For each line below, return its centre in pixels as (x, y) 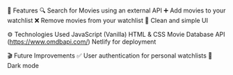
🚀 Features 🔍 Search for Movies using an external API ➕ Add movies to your (116, 10)
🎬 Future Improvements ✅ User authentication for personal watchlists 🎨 (110, 56)
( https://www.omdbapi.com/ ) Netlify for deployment (82, 42)
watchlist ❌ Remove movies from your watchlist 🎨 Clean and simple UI (108, 20)
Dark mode (23, 66)
